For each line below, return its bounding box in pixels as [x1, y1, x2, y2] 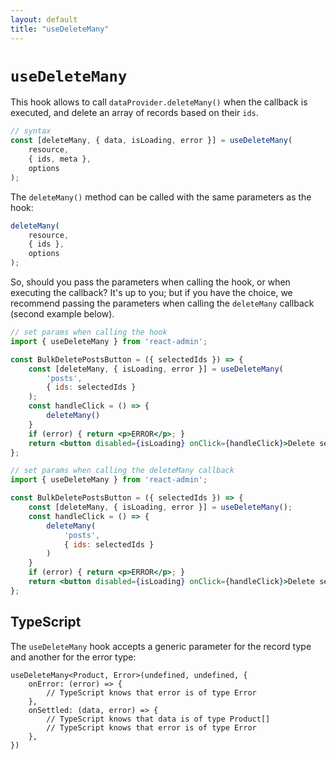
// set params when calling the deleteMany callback [10, 466, 235, 476]
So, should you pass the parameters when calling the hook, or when [10, 276, 291, 288]
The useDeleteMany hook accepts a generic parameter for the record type [10, 640, 312, 652]
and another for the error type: [10, 651, 137, 663]
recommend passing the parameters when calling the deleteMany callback [10, 297, 315, 310]
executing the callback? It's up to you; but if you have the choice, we [10, 287, 293, 299]
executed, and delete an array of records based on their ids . [10, 107, 259, 119]
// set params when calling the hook [10, 327, 168, 338]
